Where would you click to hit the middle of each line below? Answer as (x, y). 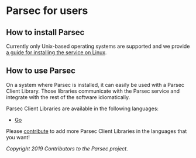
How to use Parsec (41, 71)
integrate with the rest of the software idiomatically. (68, 97)
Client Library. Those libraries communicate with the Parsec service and (93, 91)
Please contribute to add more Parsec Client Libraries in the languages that (97, 131)
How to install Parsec (45, 32)
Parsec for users (47, 11)
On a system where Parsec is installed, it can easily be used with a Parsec (95, 85)
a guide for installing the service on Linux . (56, 52)
